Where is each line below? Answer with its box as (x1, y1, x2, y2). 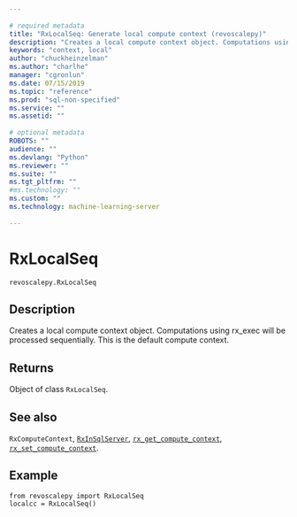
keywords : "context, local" (9, 46, 113, 55)
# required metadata (9, 21, 86, 30)
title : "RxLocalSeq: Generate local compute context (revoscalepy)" (9, 29, 267, 38)
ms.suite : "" (9, 169, 57, 178)
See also (9, 409, 57, 425)
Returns (9, 360, 55, 375)
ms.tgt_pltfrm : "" (9, 178, 77, 187)
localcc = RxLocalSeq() (9, 499, 97, 508)
